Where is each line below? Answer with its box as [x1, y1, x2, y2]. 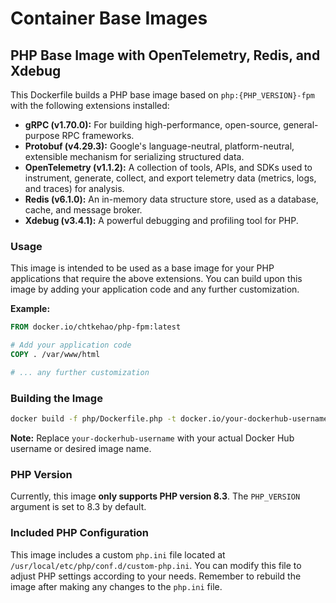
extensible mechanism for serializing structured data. [24, 151, 245, 162]
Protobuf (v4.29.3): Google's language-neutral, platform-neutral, [24, 140, 295, 152]
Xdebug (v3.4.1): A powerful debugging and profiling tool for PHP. [24, 215, 299, 226]
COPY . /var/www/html [10, 350, 101, 360]
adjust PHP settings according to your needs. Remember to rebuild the [10, 570, 302, 582]
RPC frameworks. [61, 130, 135, 141]
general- [283, 119, 319, 131]
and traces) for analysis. [24, 183, 125, 194]
